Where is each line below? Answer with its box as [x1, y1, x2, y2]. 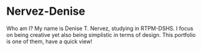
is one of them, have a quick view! [6, 37, 93, 45]
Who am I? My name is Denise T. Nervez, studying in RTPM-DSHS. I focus [6, 25, 194, 32]
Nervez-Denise [6, 4, 86, 18]
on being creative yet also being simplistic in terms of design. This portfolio [6, 31, 196, 38]
